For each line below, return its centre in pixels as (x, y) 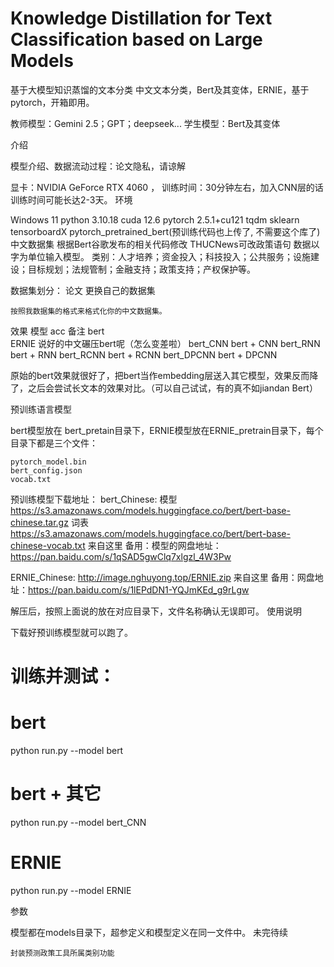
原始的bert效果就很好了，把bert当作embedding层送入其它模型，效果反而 (160, 375)
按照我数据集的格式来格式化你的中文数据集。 (88, 311)
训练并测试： (63, 676)
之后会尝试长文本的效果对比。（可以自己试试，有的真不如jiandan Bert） (172, 388)
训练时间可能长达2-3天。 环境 (71, 199)
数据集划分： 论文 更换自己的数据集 (83, 290)
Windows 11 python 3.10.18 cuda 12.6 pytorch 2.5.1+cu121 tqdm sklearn (155, 219)
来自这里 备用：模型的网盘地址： (154, 545)
